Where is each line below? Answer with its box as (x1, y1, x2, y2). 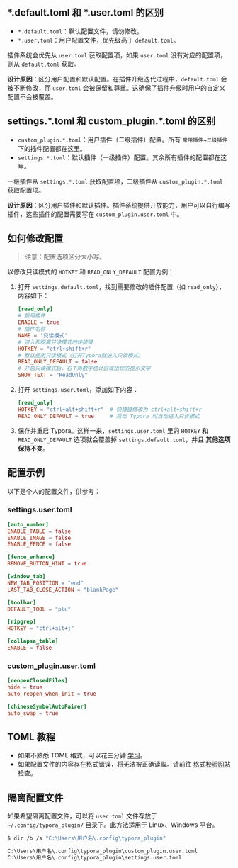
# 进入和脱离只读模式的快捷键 (17, 339, 93, 346)
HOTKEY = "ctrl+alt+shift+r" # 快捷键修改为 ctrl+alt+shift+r (17, 406, 202, 413)
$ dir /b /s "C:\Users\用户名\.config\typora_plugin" (7, 835, 166, 842)
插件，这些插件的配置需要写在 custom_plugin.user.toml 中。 (7, 210, 183, 218)
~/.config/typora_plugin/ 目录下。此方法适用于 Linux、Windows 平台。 (7, 821, 219, 829)
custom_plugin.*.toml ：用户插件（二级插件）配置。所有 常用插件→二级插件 (17, 135, 228, 144)
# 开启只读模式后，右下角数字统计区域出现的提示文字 (17, 365, 151, 372)
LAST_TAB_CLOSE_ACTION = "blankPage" (7, 586, 119, 593)
